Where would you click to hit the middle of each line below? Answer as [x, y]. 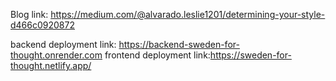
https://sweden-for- [250, 55]
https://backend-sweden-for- [179, 44]
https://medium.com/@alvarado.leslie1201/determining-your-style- [188, 14]
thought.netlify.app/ [51, 65]
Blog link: [29, 14]
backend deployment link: [63, 44]
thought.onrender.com [56, 55]
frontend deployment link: [157, 55]
